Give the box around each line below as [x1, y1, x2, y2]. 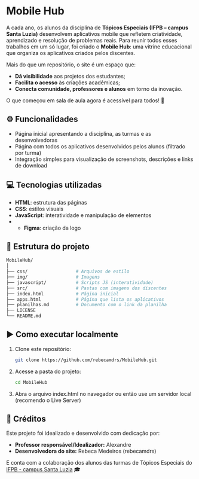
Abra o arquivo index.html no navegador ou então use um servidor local [14, 390, 192, 397]
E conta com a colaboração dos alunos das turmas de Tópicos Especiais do [6, 459, 192, 466]
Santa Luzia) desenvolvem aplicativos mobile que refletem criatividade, [6, 30, 183, 37]
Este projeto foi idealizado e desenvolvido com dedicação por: [6, 429, 160, 437]
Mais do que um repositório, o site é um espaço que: [6, 61, 136, 68]
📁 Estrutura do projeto [6, 241, 90, 252]
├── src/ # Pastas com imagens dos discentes [6, 285, 167, 291]
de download [14, 161, 48, 169]
